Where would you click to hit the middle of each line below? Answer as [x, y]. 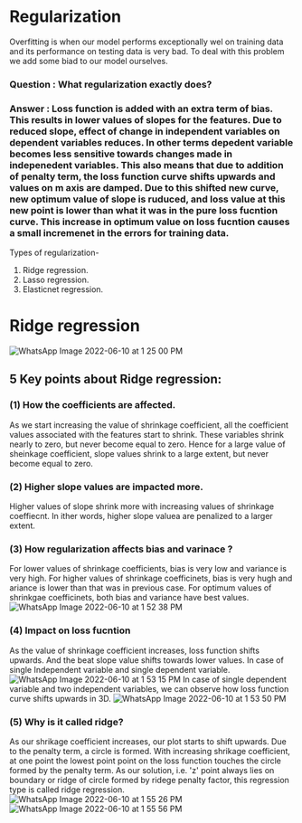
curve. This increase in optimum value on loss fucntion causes [150, 222]
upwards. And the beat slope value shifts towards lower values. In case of [147, 660]
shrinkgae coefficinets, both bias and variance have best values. [129, 598]
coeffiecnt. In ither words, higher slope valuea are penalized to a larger [141, 516]
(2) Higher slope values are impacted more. [106, 487]
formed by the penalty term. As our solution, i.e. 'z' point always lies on [142, 770]
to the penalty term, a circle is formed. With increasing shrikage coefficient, [150, 751]
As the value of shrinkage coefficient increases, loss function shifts [135, 650]
